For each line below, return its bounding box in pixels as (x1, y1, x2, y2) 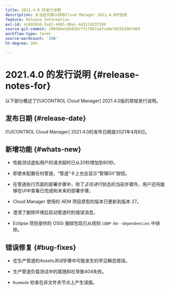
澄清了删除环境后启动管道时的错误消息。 (12, 209, 98, 215)
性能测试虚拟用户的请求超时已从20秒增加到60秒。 (12, 160, 118, 166)
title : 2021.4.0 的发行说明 (5, 7, 61, 13)
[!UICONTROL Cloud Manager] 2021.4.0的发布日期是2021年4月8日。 (5, 128, 150, 135)
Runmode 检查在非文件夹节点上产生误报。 (12, 279, 98, 285)
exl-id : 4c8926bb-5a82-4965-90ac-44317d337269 (5, 21, 106, 27)
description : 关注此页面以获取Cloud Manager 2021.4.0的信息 (5, 12, 128, 17)
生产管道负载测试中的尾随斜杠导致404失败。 (12, 269, 107, 275)
